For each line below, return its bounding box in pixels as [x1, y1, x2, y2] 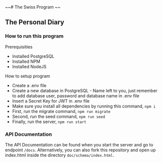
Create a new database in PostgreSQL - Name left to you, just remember [12, 88, 158, 93]
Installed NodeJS [12, 63, 47, 70]
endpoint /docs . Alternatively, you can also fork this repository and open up [5, 147, 156, 153]
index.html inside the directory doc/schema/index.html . [5, 152, 114, 158]
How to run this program [5, 33, 64, 39]
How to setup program [5, 73, 50, 79]
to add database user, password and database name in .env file [12, 92, 140, 99]
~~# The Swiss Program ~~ [5, 4, 61, 10]
